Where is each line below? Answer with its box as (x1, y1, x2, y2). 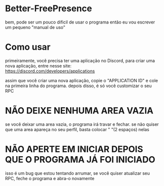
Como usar (5, 42, 51, 53)
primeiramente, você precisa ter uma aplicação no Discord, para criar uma (5, 57, 155, 64)
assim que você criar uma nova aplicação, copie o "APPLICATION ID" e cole (5, 77, 158, 83)
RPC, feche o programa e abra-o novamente (5, 175, 94, 181)
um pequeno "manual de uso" (5, 24, 66, 30)
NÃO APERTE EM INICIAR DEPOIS (5, 144, 143, 155)
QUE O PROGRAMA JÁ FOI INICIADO (5, 154, 156, 165)
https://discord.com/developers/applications (5, 68, 95, 74)
